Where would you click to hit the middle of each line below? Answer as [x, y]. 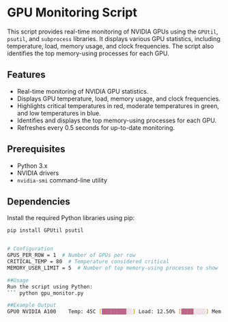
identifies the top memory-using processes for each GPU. [88, 53]
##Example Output [32, 306]
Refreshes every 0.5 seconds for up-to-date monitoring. [96, 127]
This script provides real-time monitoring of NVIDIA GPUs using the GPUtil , [113, 31]
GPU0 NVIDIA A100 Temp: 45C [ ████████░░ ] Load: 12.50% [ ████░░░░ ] [108, 312]
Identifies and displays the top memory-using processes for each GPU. [117, 120]
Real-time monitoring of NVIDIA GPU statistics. [83, 91]
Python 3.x [32, 165]
